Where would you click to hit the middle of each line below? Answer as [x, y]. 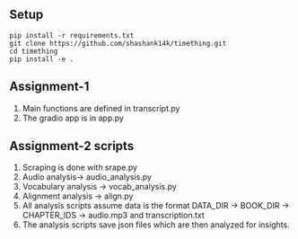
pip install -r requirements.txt [72, 35]
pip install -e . [42, 59]
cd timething [34, 51]
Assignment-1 [49, 87]
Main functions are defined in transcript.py [101, 108]
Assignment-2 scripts [72, 146]
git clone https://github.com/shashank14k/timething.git [118, 43]
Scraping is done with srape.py [79, 168]
